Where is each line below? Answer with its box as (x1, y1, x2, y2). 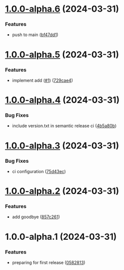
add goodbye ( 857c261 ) (12, 214, 60, 220)
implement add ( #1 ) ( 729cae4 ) (12, 77, 73, 83)
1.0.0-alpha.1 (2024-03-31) (5, 231, 117, 242)
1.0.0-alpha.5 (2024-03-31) (5, 49, 119, 60)
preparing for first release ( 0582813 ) (12, 259, 86, 265)
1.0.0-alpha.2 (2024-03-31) (5, 186, 119, 197)
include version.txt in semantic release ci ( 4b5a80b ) (12, 123, 117, 129)
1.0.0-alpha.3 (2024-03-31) (5, 140, 119, 151)
